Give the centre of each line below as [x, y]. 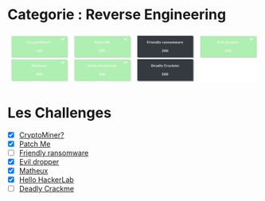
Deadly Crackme [47, 189]
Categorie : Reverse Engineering [117, 15]
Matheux [33, 170]
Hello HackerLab [47, 180]
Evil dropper [39, 161]
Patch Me [35, 144]
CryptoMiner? [41, 135]
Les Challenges [60, 112]
